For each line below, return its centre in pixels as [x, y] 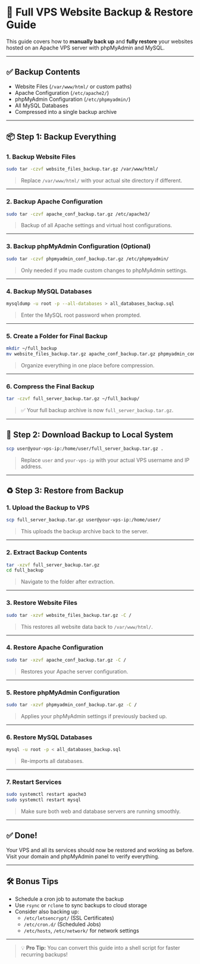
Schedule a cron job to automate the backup [69, 899]
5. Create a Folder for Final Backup [57, 336]
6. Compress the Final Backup [50, 386]
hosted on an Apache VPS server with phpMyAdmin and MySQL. [85, 48]
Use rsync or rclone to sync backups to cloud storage [81, 905]
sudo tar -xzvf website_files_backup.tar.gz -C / [69, 615]
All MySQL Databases [41, 105]
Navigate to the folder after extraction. [68, 582]
